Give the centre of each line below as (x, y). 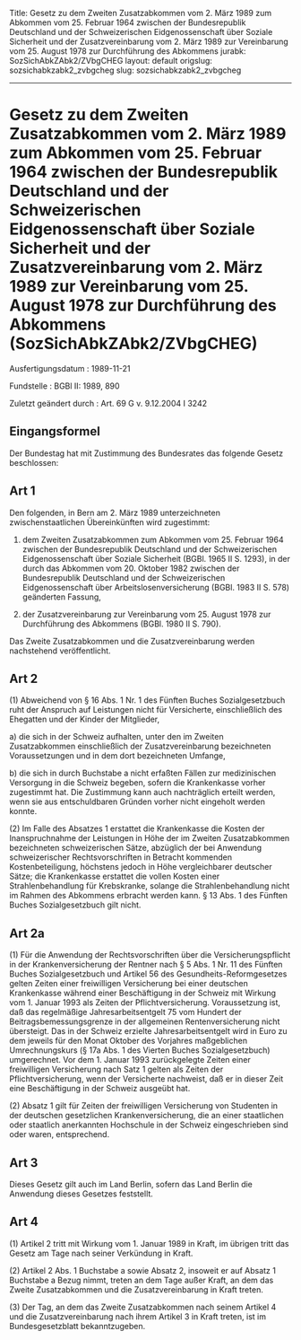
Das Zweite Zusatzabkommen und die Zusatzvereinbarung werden (132, 641)
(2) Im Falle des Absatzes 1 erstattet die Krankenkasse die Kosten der (137, 828)
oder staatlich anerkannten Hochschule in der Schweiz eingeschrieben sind (149, 1125)
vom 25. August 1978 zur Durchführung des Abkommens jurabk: (128, 51)
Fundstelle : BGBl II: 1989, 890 (64, 386)
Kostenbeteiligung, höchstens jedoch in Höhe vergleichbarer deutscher (141, 867)
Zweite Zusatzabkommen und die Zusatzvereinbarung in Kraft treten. (137, 1289)
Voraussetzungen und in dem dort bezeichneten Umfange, (117, 756)
